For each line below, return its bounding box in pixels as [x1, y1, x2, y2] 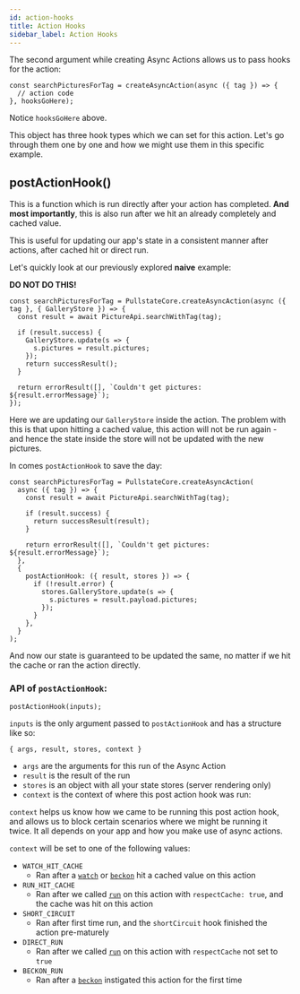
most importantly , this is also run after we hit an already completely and [9, 208, 277, 220]
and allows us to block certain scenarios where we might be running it [9, 817, 268, 827]
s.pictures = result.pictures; [32, 344, 150, 353]
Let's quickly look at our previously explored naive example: [9, 262, 231, 273]
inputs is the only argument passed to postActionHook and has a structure [9, 718, 282, 729]
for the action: [9, 64, 61, 74]
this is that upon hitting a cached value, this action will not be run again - [9, 424, 278, 435]
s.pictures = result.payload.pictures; [48, 595, 199, 605]
